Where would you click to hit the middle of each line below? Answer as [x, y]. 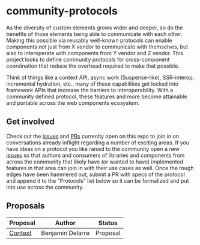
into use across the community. [45, 187]
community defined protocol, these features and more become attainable [97, 96]
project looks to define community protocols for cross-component [88, 59]
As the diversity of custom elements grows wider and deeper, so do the [95, 28]
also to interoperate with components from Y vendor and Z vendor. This [95, 53]
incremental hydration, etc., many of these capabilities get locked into [92, 84]
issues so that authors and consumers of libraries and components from [95, 155]
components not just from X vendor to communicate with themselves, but [97, 47]
